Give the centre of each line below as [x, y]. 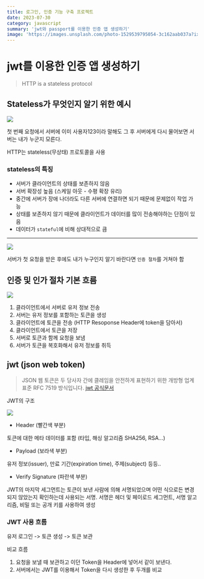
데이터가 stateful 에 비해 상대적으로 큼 [61, 229]
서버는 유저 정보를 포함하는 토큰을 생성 [61, 315]
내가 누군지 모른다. [40, 139]
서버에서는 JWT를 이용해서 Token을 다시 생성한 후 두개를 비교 [89, 570]
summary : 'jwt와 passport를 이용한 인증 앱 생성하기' [68, 29]
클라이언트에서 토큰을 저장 [47, 330]
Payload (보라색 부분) [41, 451]
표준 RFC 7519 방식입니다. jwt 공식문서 [68, 388]
